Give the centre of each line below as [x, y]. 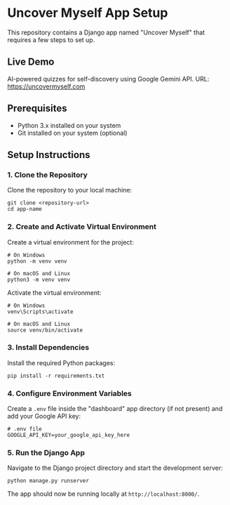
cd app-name [25, 209]
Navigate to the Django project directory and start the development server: [115, 468]
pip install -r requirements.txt [56, 376]
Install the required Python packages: [61, 362]
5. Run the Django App [46, 453]
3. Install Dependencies [48, 348]
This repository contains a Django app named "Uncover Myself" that [106, 32]
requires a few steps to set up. [51, 39]
